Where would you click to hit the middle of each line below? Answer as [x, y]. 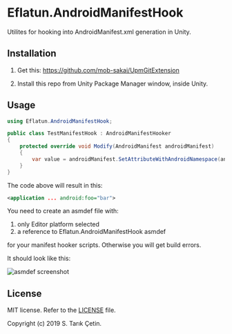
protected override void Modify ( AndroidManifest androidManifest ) [117, 146]
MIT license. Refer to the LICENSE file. [61, 310]
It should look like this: [39, 258]
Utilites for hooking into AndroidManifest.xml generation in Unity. [99, 32]
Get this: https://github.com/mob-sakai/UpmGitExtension [98, 70]
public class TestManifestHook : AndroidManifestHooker [89, 134]
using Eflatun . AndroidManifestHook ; [60, 121]
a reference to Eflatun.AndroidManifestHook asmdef [91, 232]
